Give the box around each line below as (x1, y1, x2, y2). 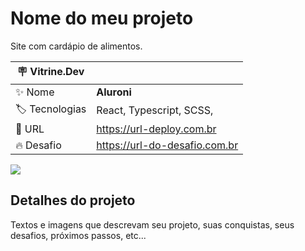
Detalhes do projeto (10, 192, 136, 209)
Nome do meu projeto (10, 7, 194, 30)
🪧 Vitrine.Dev (16, 64, 85, 78)
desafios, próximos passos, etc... (10, 229, 147, 241)
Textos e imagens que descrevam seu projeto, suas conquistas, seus (10, 218, 295, 231)
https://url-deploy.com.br (96, 122, 217, 136)
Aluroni (96, 85, 132, 99)
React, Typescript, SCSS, (96, 103, 214, 117)
